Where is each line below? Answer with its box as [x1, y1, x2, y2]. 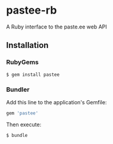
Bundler [6, 85, 30, 94]
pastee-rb [6, 4, 57, 17]
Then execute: [6, 121, 42, 128]
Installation [6, 40, 49, 50]
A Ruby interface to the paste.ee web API [6, 23, 107, 30]
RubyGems [6, 58, 39, 66]
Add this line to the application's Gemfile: [6, 98, 107, 105]
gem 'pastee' [6, 110, 39, 116]
